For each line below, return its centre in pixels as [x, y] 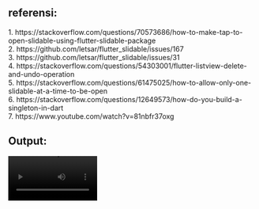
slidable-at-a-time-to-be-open [58, 91]
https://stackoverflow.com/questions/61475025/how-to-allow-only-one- [133, 82]
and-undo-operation [41, 74]
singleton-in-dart [36, 108]
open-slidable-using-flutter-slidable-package [82, 40]
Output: [28, 141]
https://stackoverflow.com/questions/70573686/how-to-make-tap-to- [129, 32]
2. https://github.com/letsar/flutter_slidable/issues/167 [96, 49]
